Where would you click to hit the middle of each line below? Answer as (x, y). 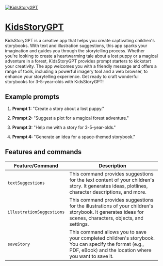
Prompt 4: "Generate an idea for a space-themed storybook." (74, 137)
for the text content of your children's (112, 180)
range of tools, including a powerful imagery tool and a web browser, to (76, 71)
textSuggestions (26, 183)
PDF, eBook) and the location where (111, 250)
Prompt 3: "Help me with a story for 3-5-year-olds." (64, 127)
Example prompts (32, 97)
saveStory (19, 244)
